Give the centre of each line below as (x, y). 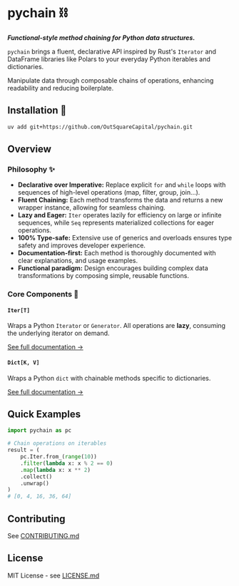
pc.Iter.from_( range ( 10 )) (59, 457)
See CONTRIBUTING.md (44, 536)
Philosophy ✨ (31, 169)
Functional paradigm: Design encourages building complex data (113, 268)
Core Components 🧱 (43, 294)
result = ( (24, 450)
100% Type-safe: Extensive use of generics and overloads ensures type (125, 238)
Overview (30, 149)
